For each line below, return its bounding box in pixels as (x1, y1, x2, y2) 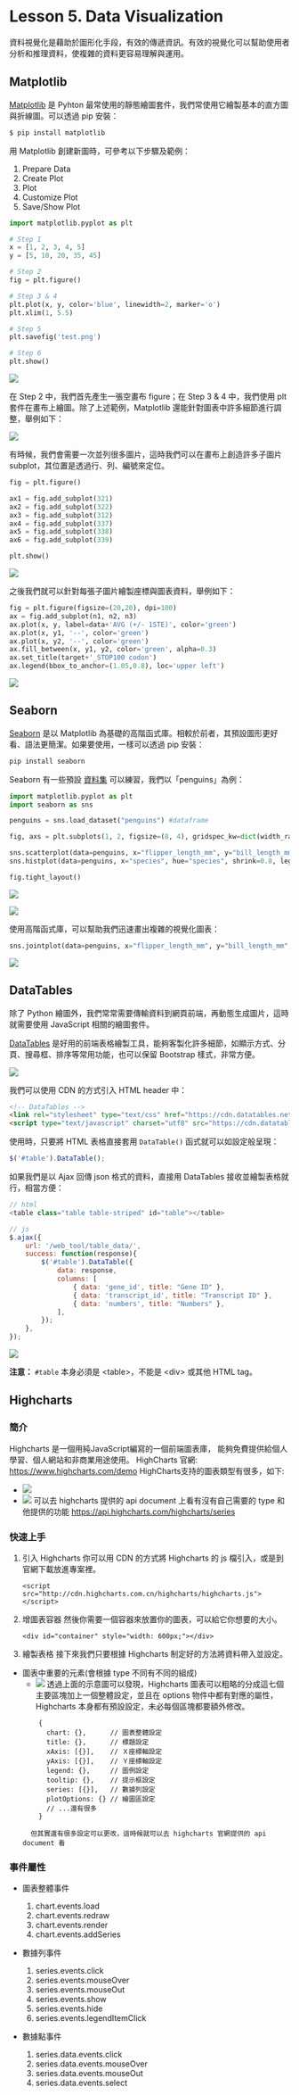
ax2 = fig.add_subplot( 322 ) (9, 502, 114, 511)
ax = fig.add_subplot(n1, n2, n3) (9, 611, 138, 621)
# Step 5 (9, 324, 42, 334)
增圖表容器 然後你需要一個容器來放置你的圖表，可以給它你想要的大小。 (21, 1613, 282, 1625)
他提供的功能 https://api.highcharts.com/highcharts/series (21, 1506, 236, 1517)
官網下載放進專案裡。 (21, 1563, 101, 1574)
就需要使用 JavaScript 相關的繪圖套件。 (9, 1019, 155, 1030)
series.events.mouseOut (35, 1984, 125, 1995)
